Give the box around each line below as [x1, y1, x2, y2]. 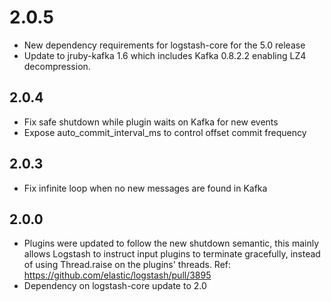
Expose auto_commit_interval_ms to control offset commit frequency [23, 126, 307, 138]
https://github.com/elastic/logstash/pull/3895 [23, 269, 212, 281]
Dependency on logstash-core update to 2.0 [23, 280, 207, 292]
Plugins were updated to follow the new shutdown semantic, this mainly [23, 237, 320, 250]
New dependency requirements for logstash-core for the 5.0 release [23, 39, 306, 51]
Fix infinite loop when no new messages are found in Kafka [23, 182, 268, 194]
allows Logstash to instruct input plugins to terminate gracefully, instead [23, 248, 321, 260]
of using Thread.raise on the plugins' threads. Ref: [23, 259, 232, 271]
